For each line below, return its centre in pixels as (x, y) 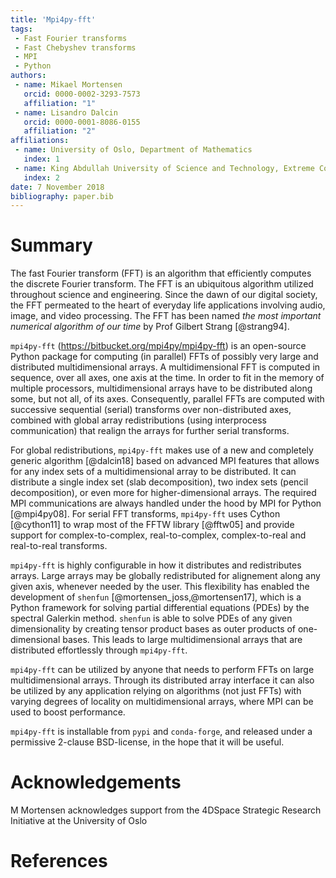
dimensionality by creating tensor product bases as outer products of (153, 629)
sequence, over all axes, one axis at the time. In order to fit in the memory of (167, 378)
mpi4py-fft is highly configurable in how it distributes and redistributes (156, 565)
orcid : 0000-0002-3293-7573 (82, 94)
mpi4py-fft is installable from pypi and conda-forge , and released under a (161, 732)
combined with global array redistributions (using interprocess (138, 420)
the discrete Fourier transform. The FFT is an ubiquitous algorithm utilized (162, 284)
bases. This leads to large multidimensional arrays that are (182, 640)
